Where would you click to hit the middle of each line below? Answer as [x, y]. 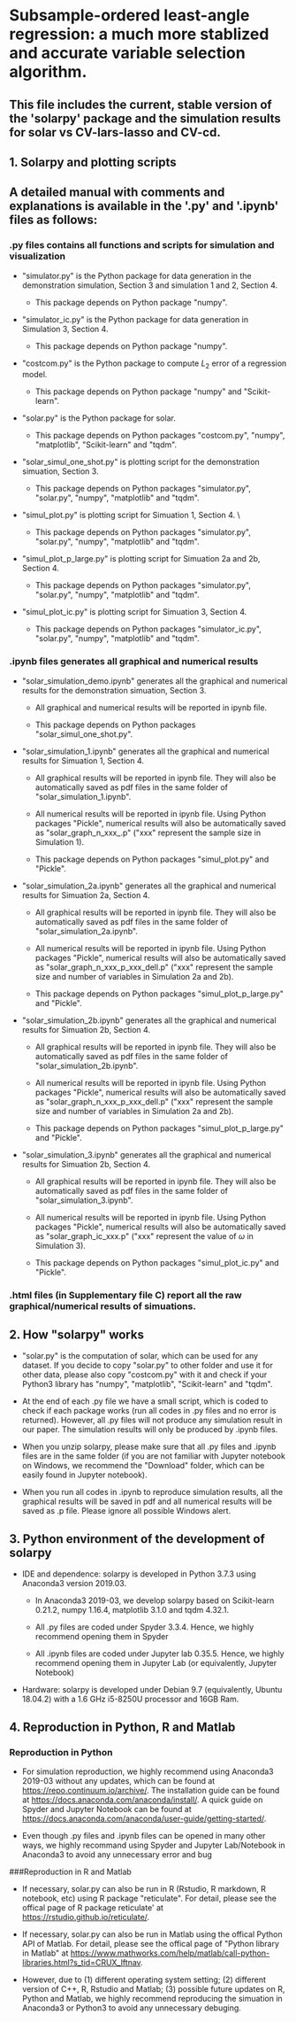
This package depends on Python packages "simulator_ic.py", [148, 629]
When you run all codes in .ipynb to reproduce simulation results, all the [152, 1492]
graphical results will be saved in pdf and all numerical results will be [147, 1501]
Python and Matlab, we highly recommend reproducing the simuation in [152, 1998]
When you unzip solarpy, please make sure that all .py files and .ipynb [149, 1447]
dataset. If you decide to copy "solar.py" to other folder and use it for [148, 1366]
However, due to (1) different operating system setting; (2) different [144, 1979]
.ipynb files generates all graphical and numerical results [134, 662]
